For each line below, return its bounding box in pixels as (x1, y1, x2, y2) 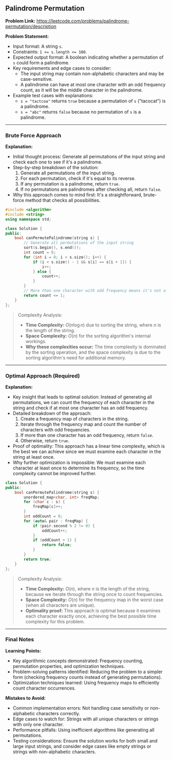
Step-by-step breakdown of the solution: (12, 165, 99, 171)
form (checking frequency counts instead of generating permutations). (12, 674, 162, 680)
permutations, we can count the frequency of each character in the (12, 399, 155, 405)
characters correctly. (36, 710, 80, 716)
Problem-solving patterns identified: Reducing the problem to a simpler (12, 668, 163, 675)
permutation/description (5, 23, 57, 29)
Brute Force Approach (5, 132, 61, 139)
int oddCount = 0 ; (24, 514, 63, 519)
